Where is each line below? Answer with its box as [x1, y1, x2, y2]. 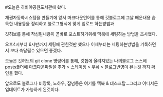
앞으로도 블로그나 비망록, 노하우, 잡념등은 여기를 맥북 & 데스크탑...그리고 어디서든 [5, 80, 158, 86]
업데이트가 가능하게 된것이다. [5, 87, 60, 92]
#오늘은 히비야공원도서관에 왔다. [5, 4, 67, 10]
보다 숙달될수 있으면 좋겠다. [10, 48, 62, 53]
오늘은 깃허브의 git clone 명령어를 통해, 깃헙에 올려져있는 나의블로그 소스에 [5, 58, 147, 63]
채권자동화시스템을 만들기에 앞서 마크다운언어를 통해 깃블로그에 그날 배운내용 [5, 15, 151, 20]
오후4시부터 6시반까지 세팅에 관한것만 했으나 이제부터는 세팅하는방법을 [5, 41, 140, 47]
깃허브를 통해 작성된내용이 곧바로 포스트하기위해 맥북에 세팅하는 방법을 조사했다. [5, 31, 157, 37]
